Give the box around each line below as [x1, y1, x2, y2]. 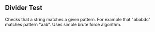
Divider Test [5, 4, 43, 12]
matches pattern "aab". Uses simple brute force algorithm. [5, 21, 122, 27]
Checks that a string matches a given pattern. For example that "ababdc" [5, 16, 151, 22]
